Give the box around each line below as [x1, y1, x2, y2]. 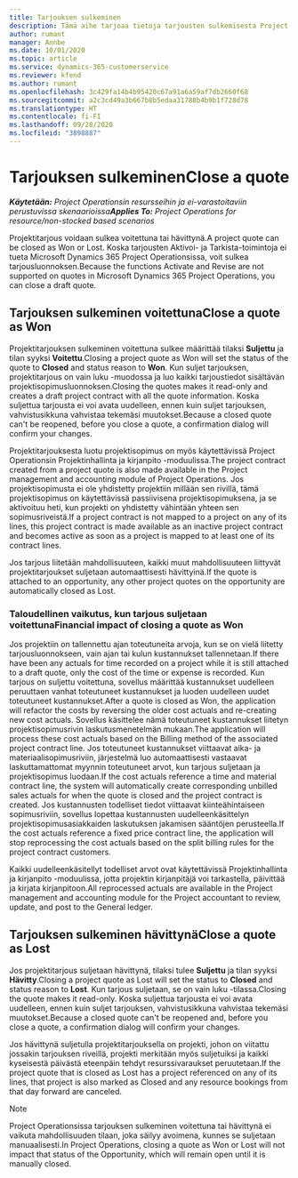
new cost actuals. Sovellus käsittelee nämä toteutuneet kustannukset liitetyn [9, 714, 289, 725]
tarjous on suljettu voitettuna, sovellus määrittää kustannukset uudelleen [9, 677, 274, 687]
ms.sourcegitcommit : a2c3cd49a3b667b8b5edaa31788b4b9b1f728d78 [9, 95, 249, 105]
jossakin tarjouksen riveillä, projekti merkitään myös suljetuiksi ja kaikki [9, 1048, 270, 1059]
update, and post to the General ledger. [9, 902, 153, 912]
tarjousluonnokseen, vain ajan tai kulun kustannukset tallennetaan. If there [9, 648, 279, 659]
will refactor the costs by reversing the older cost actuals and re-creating [9, 704, 278, 716]
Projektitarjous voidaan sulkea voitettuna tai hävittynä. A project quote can [9, 232, 280, 243]
